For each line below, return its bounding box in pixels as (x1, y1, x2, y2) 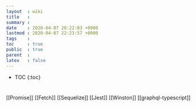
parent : (6, 52, 31, 58)
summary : (6, 19, 31, 25)
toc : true (6, 42, 43, 47)
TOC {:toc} (14, 74, 41, 81)
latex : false (6, 57, 46, 63)
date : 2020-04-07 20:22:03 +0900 (6, 25, 99, 31)
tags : (6, 36, 31, 42)
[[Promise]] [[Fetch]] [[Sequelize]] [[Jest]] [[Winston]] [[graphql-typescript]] (6, 94, 191, 101)
